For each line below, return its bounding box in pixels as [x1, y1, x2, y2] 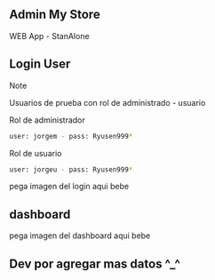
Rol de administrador [9, 115, 86, 125]
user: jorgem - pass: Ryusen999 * [9, 132, 133, 140]
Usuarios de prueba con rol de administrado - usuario [9, 97, 206, 108]
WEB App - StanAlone [9, 30, 91, 41]
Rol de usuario [9, 148, 62, 158]
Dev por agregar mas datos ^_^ [9, 256, 180, 271]
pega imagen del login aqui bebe [9, 181, 130, 192]
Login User [9, 57, 71, 72]
